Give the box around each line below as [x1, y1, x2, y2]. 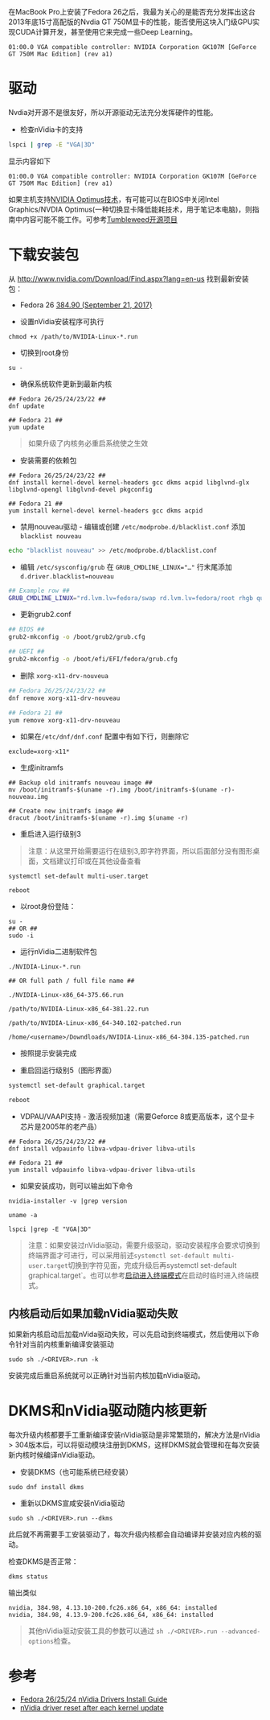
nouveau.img [8, 793, 48, 801]
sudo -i [8, 932, 35, 940]
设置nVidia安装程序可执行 [19, 316, 104, 326]
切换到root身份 [19, 348, 70, 357]
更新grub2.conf [19, 610, 72, 619]
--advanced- [220, 1627, 261, 1636]
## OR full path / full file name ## [8, 977, 135, 986]
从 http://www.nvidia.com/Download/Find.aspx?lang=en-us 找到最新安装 [8, 274, 249, 283]
